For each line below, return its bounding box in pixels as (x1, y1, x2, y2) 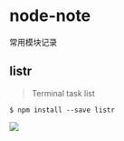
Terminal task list (31, 87, 95, 98)
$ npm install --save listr (9, 106, 116, 115)
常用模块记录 (9, 36, 57, 47)
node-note (9, 5, 91, 26)
